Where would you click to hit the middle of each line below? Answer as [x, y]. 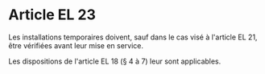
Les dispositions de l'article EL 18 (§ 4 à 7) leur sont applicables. [115, 61]
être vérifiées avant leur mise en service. [76, 45]
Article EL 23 [52, 15]
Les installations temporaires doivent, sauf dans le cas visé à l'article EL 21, [133, 37]
